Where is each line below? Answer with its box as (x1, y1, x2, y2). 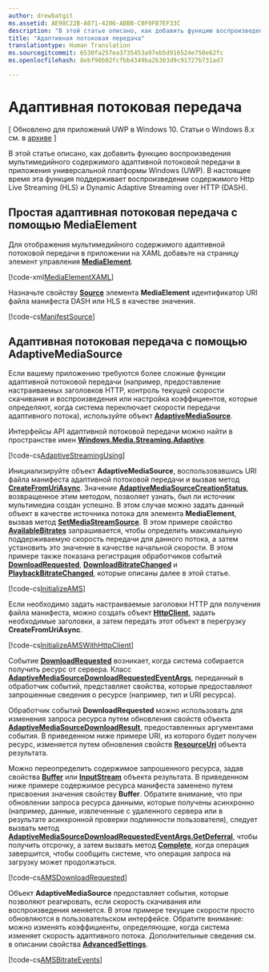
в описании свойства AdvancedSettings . (8, 939, 148, 950)
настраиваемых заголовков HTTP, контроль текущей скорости (8, 385, 224, 395)
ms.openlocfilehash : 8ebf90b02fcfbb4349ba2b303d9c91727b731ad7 (8, 57, 224, 65)
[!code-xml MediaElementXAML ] (8, 272, 114, 281)
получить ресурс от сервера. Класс (8, 664, 132, 674)
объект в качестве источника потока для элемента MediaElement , (8, 509, 237, 518)
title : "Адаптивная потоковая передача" (8, 34, 146, 42)
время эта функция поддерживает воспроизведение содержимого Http (8, 174, 255, 184)
